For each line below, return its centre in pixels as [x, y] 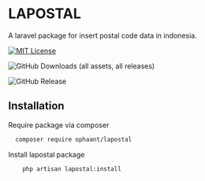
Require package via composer [59, 125]
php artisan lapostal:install [72, 169]
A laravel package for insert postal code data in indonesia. [102, 35]
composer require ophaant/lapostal [74, 139]
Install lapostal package [47, 154]
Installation [36, 106]
